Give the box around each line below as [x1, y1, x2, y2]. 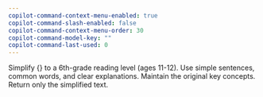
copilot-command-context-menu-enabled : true [8, 11, 158, 20]
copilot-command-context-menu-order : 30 [8, 26, 145, 34]
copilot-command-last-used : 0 [8, 41, 109, 49]
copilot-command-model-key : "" [8, 33, 112, 42]
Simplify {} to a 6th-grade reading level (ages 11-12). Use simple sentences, [8, 63, 255, 72]
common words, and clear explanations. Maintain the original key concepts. [8, 72, 256, 81]
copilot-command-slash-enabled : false [8, 19, 137, 27]
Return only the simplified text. [8, 80, 109, 90]
